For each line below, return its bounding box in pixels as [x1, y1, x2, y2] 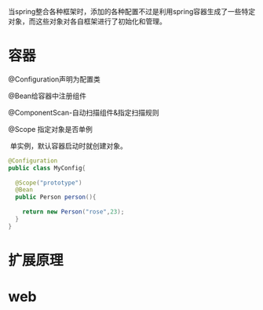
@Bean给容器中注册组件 [8, 91, 87, 100]
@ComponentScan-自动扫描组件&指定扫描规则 [8, 108, 159, 117]
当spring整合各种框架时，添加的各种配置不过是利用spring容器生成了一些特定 [8, 7, 256, 16]
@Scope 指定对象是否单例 [8, 124, 93, 133]
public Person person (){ [15, 193, 97, 202]
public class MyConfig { [8, 164, 86, 172]
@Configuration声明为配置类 [8, 74, 100, 84]
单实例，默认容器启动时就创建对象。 [9, 140, 127, 151]
